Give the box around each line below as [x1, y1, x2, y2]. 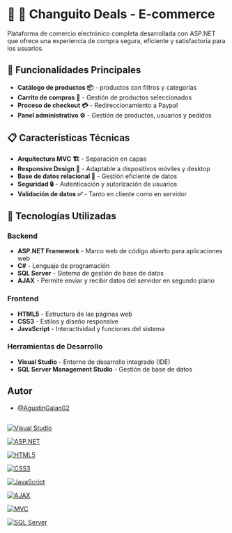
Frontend [7, 294, 39, 303]
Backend [7, 231, 38, 241]
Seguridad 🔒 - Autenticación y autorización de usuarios [17, 180, 178, 188]
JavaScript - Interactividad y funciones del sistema [17, 324, 165, 333]
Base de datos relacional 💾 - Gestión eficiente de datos [17, 172, 178, 180]
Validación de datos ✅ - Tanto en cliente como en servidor [17, 189, 187, 198]
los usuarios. [7, 44, 44, 52]
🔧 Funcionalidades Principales [7, 64, 141, 76]
